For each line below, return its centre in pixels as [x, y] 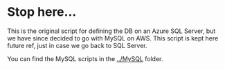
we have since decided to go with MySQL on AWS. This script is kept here [113, 38]
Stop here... [42, 12]
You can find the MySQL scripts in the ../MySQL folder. [85, 58]
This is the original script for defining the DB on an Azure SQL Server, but [111, 31]
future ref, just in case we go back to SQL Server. [77, 45]
